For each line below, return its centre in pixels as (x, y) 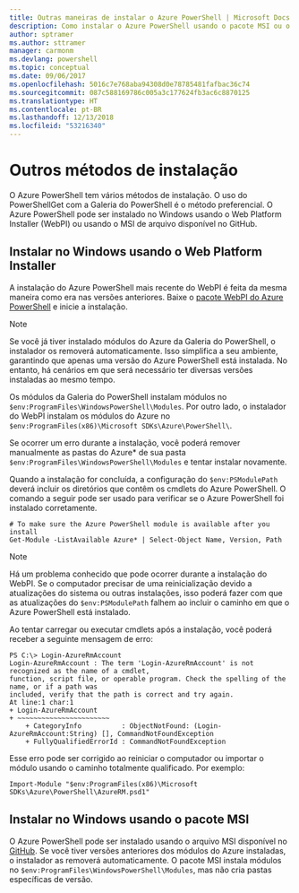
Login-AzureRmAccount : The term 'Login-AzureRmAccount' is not (132, 663)
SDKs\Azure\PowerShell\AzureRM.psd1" (80, 792)
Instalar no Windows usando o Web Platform (136, 252)
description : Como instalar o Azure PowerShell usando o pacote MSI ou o (150, 26)
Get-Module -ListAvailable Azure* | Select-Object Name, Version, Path (145, 540)
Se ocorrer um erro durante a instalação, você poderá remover (125, 442)
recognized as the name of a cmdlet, (80, 671)
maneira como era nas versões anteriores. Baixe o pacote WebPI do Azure (146, 297)
